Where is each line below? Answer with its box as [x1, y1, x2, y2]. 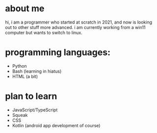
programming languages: [5, 47, 111, 58]
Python [12, 63, 27, 69]
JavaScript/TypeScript [12, 106, 58, 113]
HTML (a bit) [12, 73, 38, 79]
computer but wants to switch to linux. [5, 29, 82, 35]
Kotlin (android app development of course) [12, 122, 101, 128]
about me [5, 3, 45, 14]
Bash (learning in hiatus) [12, 68, 62, 74]
